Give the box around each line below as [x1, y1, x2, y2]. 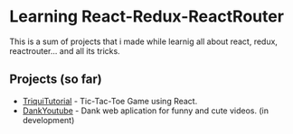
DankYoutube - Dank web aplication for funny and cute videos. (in [22, 105, 269, 116]
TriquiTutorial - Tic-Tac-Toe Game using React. [22, 95, 198, 106]
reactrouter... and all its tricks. [9, 45, 120, 56]
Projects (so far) [9, 72, 102, 87]
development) [22, 114, 75, 125]
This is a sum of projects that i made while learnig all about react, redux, [9, 36, 279, 47]
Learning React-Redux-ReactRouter [9, 6, 285, 27]
